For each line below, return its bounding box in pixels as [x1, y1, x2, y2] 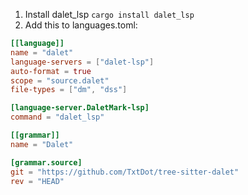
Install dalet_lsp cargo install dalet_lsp [24, 9, 195, 20]
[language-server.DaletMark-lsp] [10, 103, 150, 113]
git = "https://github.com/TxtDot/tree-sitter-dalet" [10, 167, 240, 177]
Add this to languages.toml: [24, 19, 138, 31]
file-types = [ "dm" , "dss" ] [10, 85, 128, 95]
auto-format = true [10, 66, 92, 76]
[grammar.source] [10, 157, 83, 168]
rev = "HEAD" [10, 176, 65, 186]
